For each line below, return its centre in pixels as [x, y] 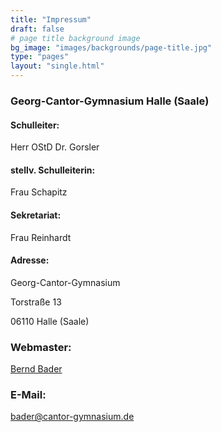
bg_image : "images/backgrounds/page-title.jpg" [111, 47]
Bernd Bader [36, 369]
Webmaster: [41, 347]
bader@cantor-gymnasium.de [72, 417]
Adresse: [30, 260]
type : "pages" [40, 57]
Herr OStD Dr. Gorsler [55, 147]
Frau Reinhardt [41, 237]
